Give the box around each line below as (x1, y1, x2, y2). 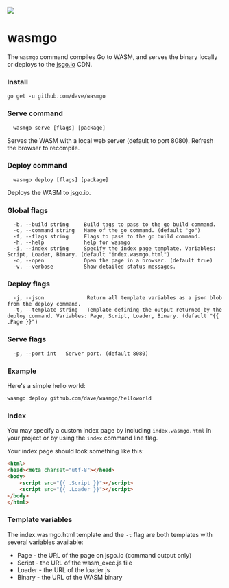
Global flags (7, 205, 48, 215)
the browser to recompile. (7, 144, 80, 152)
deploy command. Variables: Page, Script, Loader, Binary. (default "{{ (7, 313, 219, 319)
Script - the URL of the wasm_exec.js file (16, 558, 132, 567)
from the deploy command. (7, 301, 81, 308)
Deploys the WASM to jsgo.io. (7, 188, 91, 196)
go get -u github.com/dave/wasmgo (7, 93, 106, 100)
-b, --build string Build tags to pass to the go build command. (13, 221, 216, 228)
